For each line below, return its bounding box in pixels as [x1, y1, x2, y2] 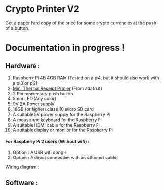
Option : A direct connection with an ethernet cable [12, 155, 117, 160]
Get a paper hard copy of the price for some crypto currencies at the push [5, 20, 157, 26]
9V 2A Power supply [12, 101, 55, 107]
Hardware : [5, 62, 40, 70]
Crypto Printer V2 [5, 3, 79, 15]
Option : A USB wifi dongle [12, 149, 67, 156]
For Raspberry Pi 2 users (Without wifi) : [5, 138, 90, 144]
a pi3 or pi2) [12, 80, 38, 86]
